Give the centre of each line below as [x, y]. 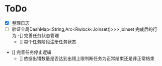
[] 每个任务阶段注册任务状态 [48, 42]
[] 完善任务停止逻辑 [32, 52]
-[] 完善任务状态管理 [38, 36]
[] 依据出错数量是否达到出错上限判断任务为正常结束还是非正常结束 [87, 59]
